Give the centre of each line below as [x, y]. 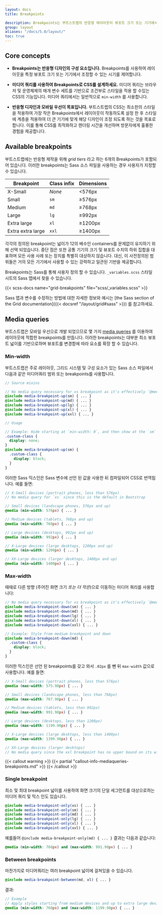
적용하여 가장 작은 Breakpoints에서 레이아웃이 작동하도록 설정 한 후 [80, 113]
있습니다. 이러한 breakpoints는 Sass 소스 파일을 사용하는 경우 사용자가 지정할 [83, 165]
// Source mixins [22, 383]
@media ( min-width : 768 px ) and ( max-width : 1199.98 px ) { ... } [70, 908]
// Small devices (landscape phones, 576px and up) [58, 506]
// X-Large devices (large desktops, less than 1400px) [62, 734]
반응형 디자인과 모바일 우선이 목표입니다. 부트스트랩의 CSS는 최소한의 [77, 107]
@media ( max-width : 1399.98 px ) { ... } [45, 739]
